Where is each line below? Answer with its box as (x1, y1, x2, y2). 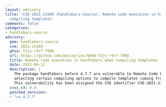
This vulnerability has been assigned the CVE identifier (14, 80, 136, 85)
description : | (9, 67, 41, 72)
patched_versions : (9, 90, 48, 95)
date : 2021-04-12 (9, 62, 45, 67)
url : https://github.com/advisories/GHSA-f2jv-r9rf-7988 (9, 53, 129, 58)
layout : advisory (5, 7, 41, 12)
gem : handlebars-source (9, 39, 58, 44)
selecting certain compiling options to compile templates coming (14, 76, 154, 81)
